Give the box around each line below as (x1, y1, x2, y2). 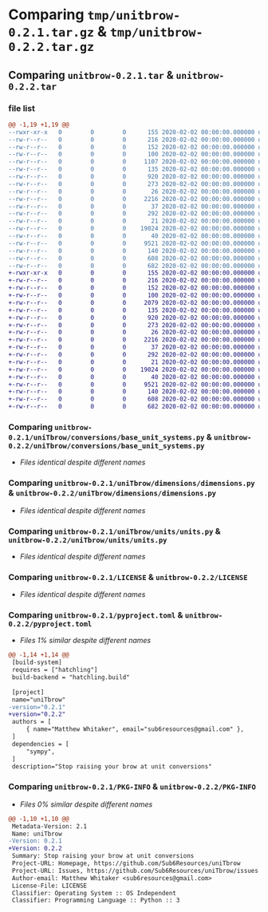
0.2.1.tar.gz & (8, 22, 108, 41)
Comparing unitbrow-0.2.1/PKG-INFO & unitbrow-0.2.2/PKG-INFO (8, 781, 257, 792)
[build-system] (11, 658, 62, 667)
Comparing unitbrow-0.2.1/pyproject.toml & (8, 610, 183, 621)
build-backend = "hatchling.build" (11, 673, 130, 681)
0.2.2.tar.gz (8, 40, 94, 55)
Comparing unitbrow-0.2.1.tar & (8, 68, 174, 81)
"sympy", (26, 748, 56, 756)
